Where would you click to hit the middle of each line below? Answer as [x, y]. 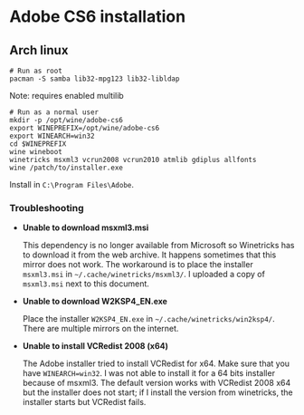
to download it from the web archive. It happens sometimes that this [149, 255]
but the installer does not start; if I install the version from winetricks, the [157, 392]
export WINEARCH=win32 [52, 136]
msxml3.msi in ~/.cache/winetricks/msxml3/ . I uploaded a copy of [143, 275]
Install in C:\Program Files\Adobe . [71, 184]
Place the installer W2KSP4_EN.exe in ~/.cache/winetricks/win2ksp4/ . [149, 319]
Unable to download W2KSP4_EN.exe [95, 302]
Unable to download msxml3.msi [85, 227]
